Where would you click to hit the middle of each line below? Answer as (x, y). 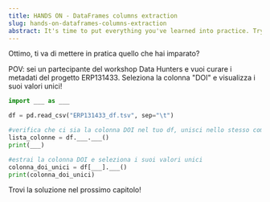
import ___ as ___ (39, 101)
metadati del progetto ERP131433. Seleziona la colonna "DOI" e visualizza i (132, 78)
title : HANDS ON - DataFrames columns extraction (93, 16)
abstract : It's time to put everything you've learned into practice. (129, 31)
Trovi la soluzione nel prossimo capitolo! (75, 190)
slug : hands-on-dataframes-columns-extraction (88, 23)
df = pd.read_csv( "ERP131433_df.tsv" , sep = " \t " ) (91, 116)
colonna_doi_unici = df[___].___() (68, 167)
